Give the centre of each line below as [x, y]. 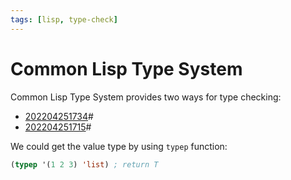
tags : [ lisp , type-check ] [64, 19]
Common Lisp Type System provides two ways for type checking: [146, 97]
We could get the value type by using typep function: [119, 146]
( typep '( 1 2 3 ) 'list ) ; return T [84, 164]
